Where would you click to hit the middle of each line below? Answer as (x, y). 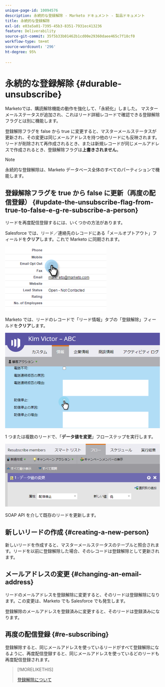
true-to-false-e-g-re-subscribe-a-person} (72, 210)
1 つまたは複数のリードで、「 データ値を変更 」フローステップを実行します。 (80, 437)
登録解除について (34, 680)
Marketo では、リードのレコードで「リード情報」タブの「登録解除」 (74, 319)
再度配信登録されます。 (29, 659)
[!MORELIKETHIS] (35, 669)
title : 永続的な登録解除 (27, 21)
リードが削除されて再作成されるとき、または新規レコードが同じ (69, 144)
